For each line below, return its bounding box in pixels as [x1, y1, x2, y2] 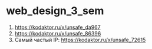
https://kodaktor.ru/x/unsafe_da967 [14, 24, 101, 31]
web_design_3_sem [6, 4, 104, 18]
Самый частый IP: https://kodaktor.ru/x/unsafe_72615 [14, 36, 146, 43]
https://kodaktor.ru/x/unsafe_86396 [14, 30, 101, 37]
